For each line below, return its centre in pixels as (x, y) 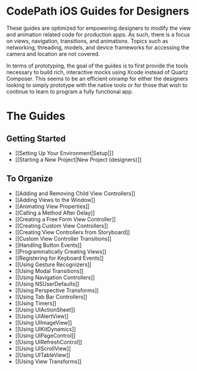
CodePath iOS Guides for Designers (98, 11)
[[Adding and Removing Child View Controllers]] (75, 193)
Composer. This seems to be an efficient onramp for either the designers (97, 78)
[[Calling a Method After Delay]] (55, 213)
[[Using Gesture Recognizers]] (53, 264)
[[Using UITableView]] (43, 355)
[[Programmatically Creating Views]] (61, 251)
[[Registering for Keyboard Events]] (59, 258)
